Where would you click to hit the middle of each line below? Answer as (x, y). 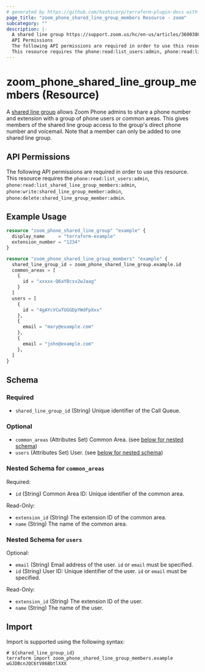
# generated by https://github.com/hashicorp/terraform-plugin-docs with (102, 12)
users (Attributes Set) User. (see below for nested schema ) (89, 453)
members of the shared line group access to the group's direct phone (94, 125)
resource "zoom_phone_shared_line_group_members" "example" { (87, 259)
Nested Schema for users (44, 540)
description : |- (27, 29)
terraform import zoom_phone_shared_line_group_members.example (90, 658)
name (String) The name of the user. (59, 608)
